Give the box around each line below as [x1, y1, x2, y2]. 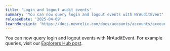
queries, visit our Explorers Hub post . [5, 40, 83, 46]
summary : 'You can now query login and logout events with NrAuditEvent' [5, 12, 164, 17]
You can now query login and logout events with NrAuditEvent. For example [5, 35, 163, 41]
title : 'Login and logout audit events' [5, 7, 92, 12]
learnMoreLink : [5, 21, 37, 26]
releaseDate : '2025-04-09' [5, 16, 62, 21]
